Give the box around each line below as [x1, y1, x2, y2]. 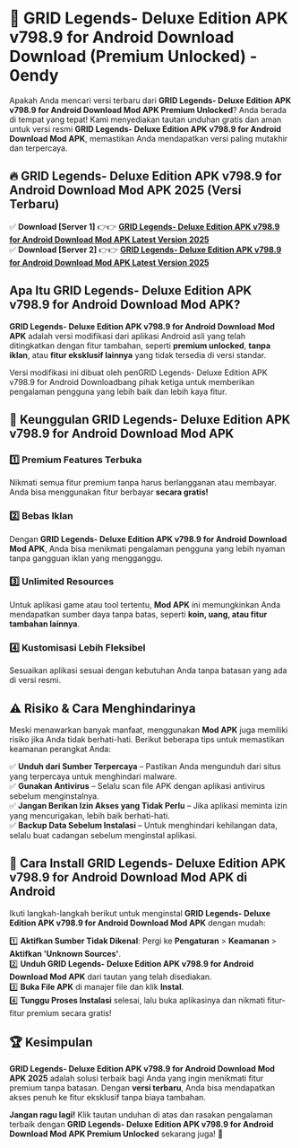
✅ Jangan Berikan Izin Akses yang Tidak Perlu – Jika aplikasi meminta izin [9, 800, 288, 811]
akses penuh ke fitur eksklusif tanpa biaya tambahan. [9, 1091, 206, 1102]
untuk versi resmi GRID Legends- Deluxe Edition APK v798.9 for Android [9, 123, 282, 134]
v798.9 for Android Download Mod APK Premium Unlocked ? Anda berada [9, 104, 287, 115]
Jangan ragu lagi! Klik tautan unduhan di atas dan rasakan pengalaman [9, 1109, 273, 1120]
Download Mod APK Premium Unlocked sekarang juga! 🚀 [9, 1128, 224, 1139]
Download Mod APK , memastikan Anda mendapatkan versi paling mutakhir [9, 133, 288, 144]
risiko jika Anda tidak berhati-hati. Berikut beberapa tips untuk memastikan [9, 733, 285, 744]
